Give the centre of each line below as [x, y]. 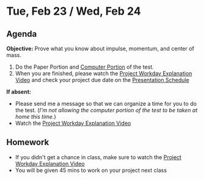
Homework [28, 142]
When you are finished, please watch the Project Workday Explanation [104, 73]
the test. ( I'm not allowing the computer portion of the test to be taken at [106, 110]
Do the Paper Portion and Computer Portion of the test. [84, 67]
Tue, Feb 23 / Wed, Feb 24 [74, 11]
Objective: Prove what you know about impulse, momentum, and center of [100, 48]
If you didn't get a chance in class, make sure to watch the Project [98, 157]
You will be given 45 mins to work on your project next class [91, 170]
